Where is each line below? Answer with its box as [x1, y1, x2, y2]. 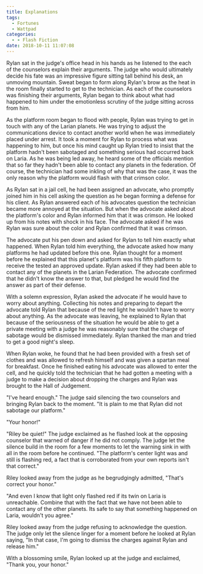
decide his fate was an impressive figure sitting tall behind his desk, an [6, 72, 183, 79]
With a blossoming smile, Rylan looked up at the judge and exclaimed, [6, 554, 181, 561]
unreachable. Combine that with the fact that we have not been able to [6, 498, 182, 506]
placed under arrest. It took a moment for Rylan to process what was [6, 135, 178, 142]
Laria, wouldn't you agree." [6, 512, 74, 519]
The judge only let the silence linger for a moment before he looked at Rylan [6, 530, 196, 537]
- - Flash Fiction [12, 37, 59, 43]
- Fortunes [12, 20, 39, 26]
